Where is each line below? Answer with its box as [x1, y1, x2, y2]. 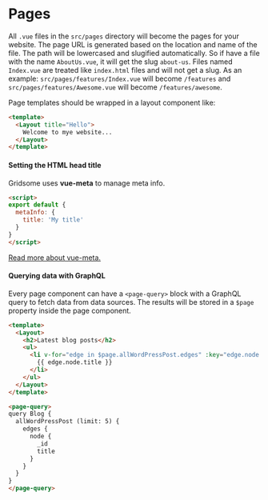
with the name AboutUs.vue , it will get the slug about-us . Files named [8, 57, 234, 66]
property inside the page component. [8, 306, 132, 315]
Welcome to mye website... [22, 128, 113, 136]
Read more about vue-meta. [8, 253, 102, 262]
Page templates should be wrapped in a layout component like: [8, 98, 216, 107]
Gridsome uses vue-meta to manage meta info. [8, 178, 166, 188]
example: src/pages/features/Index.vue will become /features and [8, 74, 231, 83]
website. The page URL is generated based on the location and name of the [8, 39, 258, 49]
